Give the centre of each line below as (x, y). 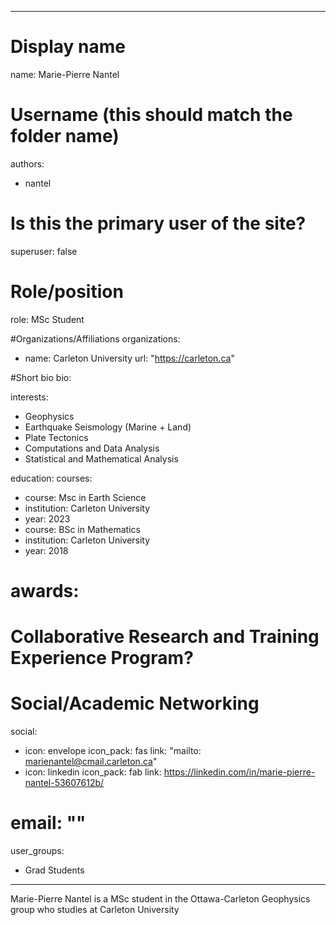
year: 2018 (46, 550)
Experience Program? (102, 658)
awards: (45, 590)
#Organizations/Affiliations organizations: (95, 338)
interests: (29, 397)
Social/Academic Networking (135, 703)
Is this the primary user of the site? (158, 223)
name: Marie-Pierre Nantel (65, 74)
